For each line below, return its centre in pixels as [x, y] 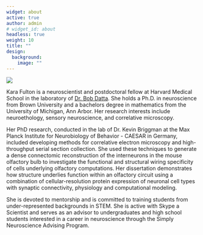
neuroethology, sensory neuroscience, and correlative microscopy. [91, 118]
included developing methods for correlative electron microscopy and [94, 142]
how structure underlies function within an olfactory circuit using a [90, 175]
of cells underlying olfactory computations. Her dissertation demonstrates [99, 168]
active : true [23, 18]
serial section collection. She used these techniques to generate [116, 149]
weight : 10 [20, 40]
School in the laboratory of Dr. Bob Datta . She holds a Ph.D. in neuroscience [101, 98]
